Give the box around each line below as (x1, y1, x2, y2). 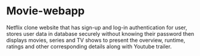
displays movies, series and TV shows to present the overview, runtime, (6, 36, 186, 43)
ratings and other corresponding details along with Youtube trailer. (6, 43, 172, 50)
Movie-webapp (6, 4, 85, 18)
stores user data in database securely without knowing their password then (6, 30, 195, 37)
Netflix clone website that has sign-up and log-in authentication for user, (6, 24, 188, 31)
